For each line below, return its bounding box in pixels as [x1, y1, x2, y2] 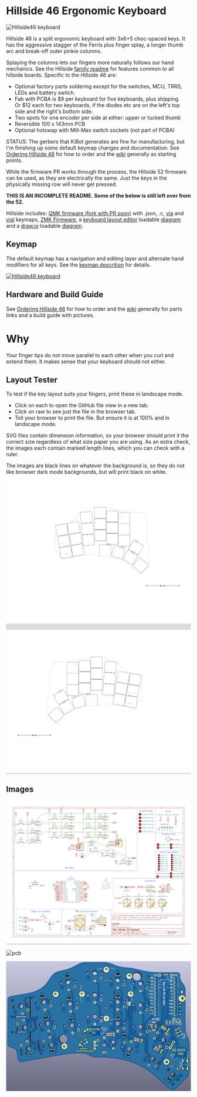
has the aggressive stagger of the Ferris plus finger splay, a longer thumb [6, 41, 184, 48]
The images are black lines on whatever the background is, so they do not [6, 462, 185, 469]
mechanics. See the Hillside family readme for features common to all [6, 65, 174, 72]
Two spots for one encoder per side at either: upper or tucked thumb [14, 114, 181, 121]
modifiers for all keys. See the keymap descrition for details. [6, 261, 151, 268]
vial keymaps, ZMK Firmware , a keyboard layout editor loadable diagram [6, 216, 181, 223]
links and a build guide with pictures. [6, 311, 95, 318]
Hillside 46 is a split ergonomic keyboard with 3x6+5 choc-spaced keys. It [6, 35, 186, 42]
